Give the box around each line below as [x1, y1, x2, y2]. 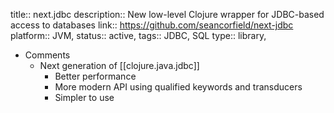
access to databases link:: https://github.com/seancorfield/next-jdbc [10, 19, 294, 31]
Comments [24, 49, 71, 61]
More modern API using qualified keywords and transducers [54, 81, 303, 93]
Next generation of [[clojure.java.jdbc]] [39, 60, 200, 71]
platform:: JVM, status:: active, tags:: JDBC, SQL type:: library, [10, 30, 267, 41]
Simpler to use [54, 92, 115, 103]
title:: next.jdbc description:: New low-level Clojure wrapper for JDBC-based [10, 9, 325, 20]
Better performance [54, 70, 137, 82]
